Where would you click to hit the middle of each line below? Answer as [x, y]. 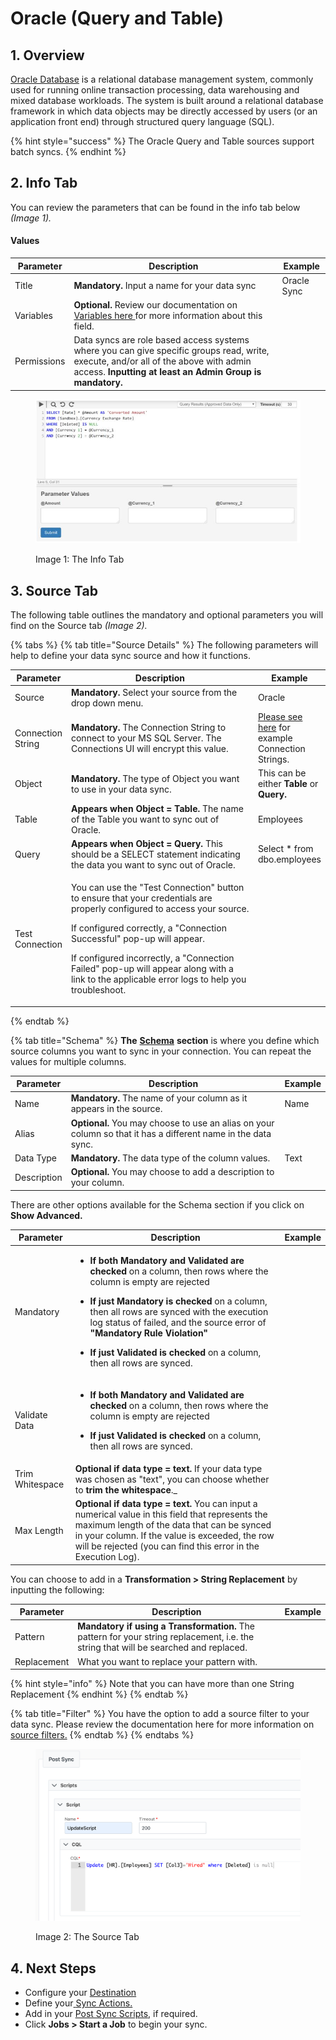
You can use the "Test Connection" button [157, 888]
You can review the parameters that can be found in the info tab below [155, 207]
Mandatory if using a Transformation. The [166, 1626]
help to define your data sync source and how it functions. [130, 656]
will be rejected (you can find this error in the [167, 1546]
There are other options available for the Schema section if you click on [157, 1204]
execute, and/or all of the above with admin [162, 361]
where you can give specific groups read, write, [171, 351]
